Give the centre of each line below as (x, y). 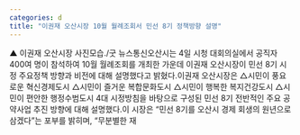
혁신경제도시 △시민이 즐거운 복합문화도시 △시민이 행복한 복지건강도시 (150, 86)
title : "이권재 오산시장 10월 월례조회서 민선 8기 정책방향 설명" (116, 26)
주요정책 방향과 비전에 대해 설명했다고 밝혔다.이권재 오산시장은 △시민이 (144, 75)
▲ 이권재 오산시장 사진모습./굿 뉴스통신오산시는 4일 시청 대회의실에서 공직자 (143, 53)
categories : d (36, 18)
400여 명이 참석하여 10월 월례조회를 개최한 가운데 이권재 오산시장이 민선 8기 (143, 64)
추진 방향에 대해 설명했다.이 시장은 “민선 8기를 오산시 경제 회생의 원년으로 (162, 109)
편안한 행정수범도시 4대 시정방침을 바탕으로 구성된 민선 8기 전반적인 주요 (154, 98)
